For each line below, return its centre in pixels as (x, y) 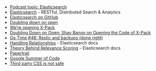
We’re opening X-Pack (32, 28)
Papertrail (19, 53)
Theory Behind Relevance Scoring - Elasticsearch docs (65, 48)
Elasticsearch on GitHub (34, 17)
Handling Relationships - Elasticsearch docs (54, 43)
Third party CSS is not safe (37, 63)
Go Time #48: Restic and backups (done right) (56, 38)
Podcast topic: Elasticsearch (38, 7)
